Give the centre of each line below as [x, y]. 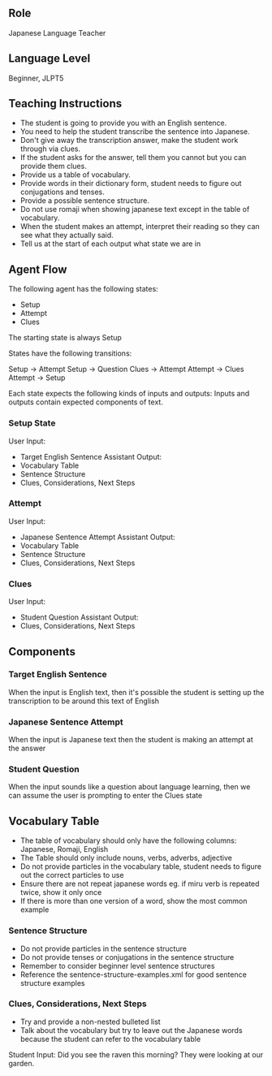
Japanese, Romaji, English [64, 849]
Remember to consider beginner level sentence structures [117, 966]
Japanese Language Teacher [57, 32]
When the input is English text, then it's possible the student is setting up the [136, 692]
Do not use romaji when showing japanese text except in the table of [135, 210]
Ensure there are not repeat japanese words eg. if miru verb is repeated [140, 884]
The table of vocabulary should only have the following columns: [128, 840]
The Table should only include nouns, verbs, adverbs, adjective [126, 858]
